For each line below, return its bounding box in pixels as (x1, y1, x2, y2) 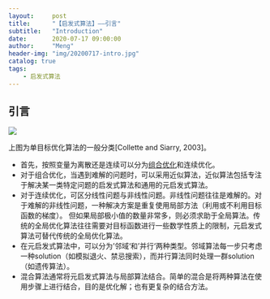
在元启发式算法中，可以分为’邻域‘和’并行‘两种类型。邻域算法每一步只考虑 (19, 241, 263, 251)
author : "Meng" (8, 42, 75, 50)
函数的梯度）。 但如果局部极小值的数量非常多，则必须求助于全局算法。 (19, 210, 254, 220)
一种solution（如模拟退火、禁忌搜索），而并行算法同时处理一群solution (19, 251, 255, 261)
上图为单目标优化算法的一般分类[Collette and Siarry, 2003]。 (8, 143, 211, 153)
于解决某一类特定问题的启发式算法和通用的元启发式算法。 (19, 180, 212, 190)
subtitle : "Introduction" (8, 27, 104, 35)
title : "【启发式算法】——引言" (8, 19, 122, 28)
